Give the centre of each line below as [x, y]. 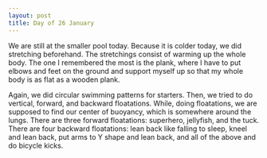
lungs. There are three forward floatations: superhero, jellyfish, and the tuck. [134, 120]
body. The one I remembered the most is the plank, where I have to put [125, 62]
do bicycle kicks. [36, 145]
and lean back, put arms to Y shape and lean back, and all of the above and [132, 137]
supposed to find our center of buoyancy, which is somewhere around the [130, 111]
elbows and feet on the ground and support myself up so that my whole [126, 71]
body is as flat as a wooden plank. [65, 79]
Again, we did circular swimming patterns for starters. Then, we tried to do [131, 94]
